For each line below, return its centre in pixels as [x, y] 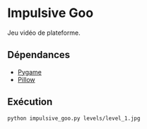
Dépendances [39, 55]
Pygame [30, 72]
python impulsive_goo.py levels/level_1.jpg [74, 118]
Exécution [30, 102]
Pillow [26, 79]
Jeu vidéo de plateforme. [44, 33]
